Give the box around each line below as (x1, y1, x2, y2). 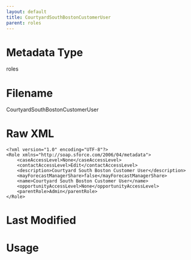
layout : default (6, 8, 47, 15)
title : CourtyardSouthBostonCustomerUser (6, 14, 111, 20)
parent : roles (6, 20, 42, 26)
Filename (6, 86, 53, 100)
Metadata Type (6, 45, 83, 59)
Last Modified (6, 213, 77, 227)
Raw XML (6, 127, 54, 140)
